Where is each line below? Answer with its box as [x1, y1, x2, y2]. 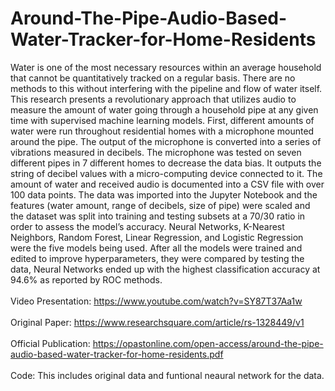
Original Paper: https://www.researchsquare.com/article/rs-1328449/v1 [10, 316, 305, 328]
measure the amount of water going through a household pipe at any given [10, 103, 319, 116]
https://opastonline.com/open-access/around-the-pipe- [92, 337, 324, 349]
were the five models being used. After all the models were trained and [10, 242, 303, 254]
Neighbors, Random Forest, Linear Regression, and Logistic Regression [10, 231, 304, 243]
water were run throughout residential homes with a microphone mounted [10, 125, 315, 137]
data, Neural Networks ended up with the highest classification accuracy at [10, 263, 321, 275]
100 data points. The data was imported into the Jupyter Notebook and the [10, 188, 318, 201]
